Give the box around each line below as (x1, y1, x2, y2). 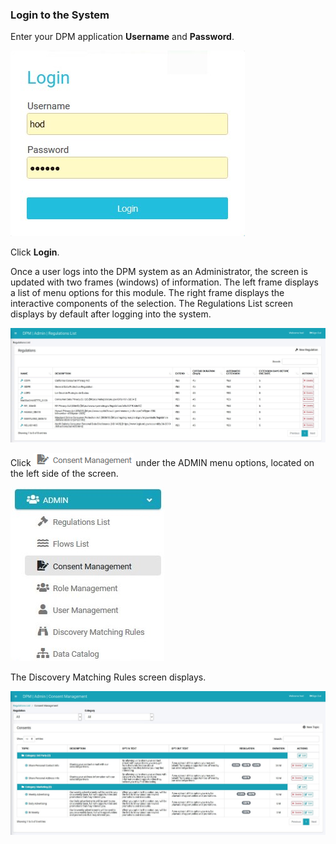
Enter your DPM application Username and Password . (10, 31, 235, 43)
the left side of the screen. (10, 468, 119, 480)
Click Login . (10, 246, 60, 258)
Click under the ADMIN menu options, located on (10, 457, 315, 469)
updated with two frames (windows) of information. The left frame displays (10, 276, 319, 288)
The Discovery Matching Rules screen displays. (10, 671, 207, 683)
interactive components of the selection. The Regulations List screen (10, 298, 294, 310)
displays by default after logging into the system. (10, 308, 212, 320)
